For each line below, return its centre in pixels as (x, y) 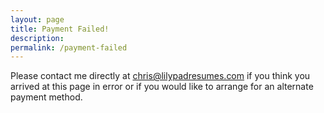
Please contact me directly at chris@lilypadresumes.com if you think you (160, 76)
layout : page (37, 19)
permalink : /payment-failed (69, 47)
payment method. (46, 97)
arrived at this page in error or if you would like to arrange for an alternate (162, 87)
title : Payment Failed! (60, 29)
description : (37, 38)
